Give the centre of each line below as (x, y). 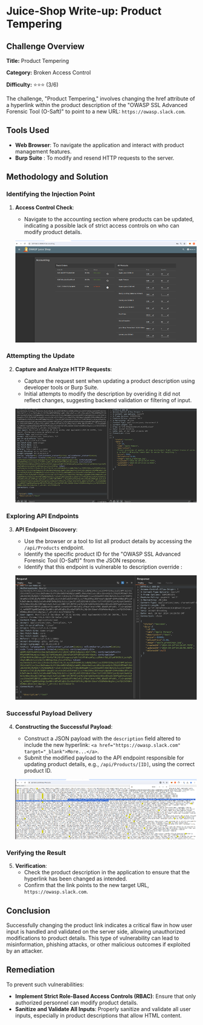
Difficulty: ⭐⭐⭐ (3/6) (32, 85)
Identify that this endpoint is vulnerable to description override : (103, 567)
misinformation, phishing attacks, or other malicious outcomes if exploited (98, 944)
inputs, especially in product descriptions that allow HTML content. (98, 1015)
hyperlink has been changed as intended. (76, 879)
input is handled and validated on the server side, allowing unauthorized (96, 931)
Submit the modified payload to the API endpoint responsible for (104, 758)
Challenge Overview (45, 46)
